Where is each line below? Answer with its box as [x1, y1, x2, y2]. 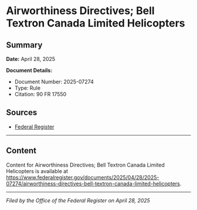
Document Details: [6, 67, 53, 74]
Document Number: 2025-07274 [14, 78, 94, 85]
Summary [6, 40, 43, 50]
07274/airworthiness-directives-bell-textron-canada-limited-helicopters [6, 180, 180, 187]
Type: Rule [14, 84, 41, 92]
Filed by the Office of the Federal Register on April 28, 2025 [6, 197, 151, 204]
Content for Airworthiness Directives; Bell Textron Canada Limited [6, 161, 165, 168]
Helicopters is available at [6, 167, 69, 174]
